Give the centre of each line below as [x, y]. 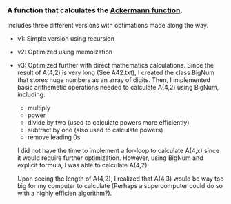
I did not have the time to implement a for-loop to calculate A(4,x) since [118, 151]
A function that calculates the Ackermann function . [95, 10]
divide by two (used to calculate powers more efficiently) [108, 123]
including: [31, 94]
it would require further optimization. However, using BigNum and [110, 158]
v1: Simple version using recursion [66, 39]
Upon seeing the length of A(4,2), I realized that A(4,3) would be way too [120, 178]
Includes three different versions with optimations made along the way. [108, 25]
